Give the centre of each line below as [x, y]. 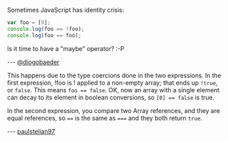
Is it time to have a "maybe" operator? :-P [66, 48]
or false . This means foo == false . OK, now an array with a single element [113, 90]
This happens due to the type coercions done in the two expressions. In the [114, 75]
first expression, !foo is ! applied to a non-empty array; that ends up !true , [113, 83]
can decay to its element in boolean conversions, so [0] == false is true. [111, 97]
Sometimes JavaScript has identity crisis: [66, 10]
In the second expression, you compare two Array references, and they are [114, 110]
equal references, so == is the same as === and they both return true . [105, 118]
